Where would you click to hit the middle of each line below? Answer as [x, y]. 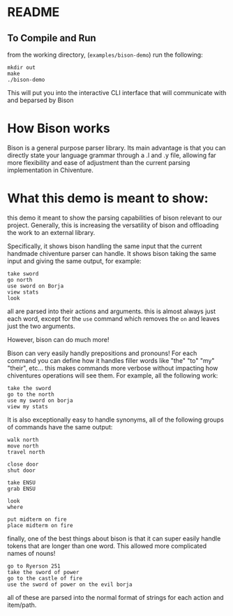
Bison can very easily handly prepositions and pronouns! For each [102, 353]
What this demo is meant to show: [108, 198]
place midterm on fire [40, 525]
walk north [23, 440]
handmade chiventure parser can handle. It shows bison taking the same [112, 253]
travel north [26, 452]
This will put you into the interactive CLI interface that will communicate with [117, 93]
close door [23, 464]
